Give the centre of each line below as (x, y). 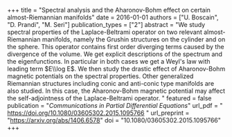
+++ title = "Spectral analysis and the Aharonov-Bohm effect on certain (109, 10)
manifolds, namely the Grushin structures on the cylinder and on (134, 39)
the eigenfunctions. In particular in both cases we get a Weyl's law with (109, 61)
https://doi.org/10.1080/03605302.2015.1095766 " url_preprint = (98, 113)
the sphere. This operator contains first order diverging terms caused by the (116, 47)
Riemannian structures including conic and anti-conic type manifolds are (111, 83)
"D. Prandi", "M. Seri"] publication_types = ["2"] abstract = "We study (106, 25)
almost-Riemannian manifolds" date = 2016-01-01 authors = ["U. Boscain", (113, 17)
